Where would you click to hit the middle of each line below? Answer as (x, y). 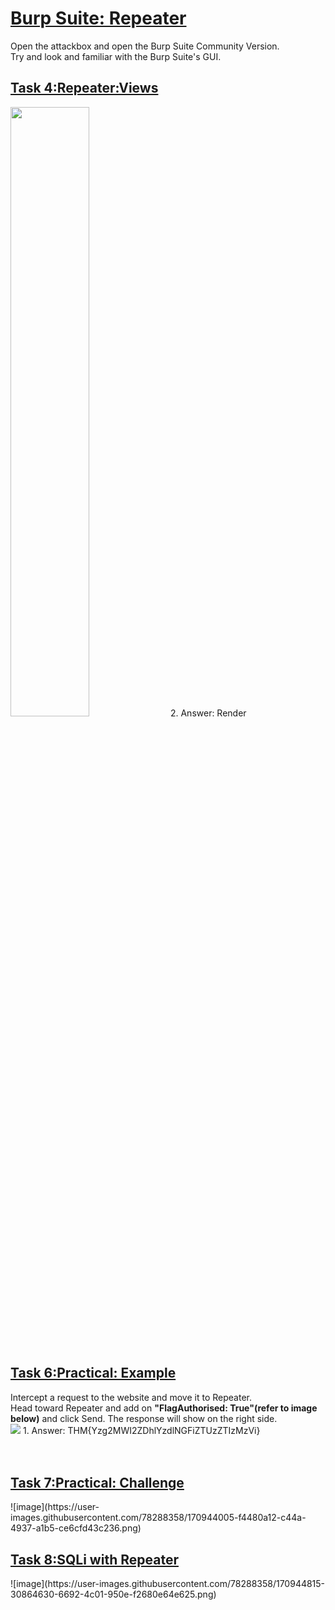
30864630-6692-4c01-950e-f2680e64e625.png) (113, 1594)
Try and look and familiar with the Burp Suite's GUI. (116, 56)
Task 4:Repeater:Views (84, 88)
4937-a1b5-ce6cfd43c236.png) (76, 1528)
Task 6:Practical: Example (93, 1373)
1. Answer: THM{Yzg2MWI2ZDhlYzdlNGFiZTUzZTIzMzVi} (141, 1430)
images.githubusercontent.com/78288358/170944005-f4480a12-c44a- (158, 1518)
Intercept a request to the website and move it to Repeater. (131, 1397)
